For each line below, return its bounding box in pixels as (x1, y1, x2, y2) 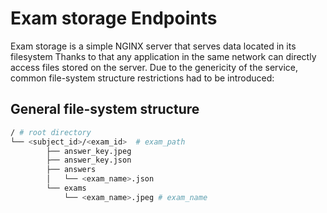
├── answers (46, 165, 97, 175)
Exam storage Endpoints (10, 7, 218, 30)
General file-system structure (10, 101, 200, 118)
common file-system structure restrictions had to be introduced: (10, 72, 275, 84)
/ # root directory (10, 127, 92, 137)
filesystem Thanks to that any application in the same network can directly (10, 50, 317, 62)
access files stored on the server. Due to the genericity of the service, (10, 61, 299, 73)
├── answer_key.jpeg (46, 146, 132, 156)
